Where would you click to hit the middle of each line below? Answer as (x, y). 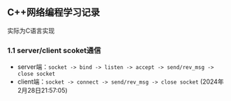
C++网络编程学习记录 (54, 13)
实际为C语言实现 (31, 31)
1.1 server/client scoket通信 (54, 50)
